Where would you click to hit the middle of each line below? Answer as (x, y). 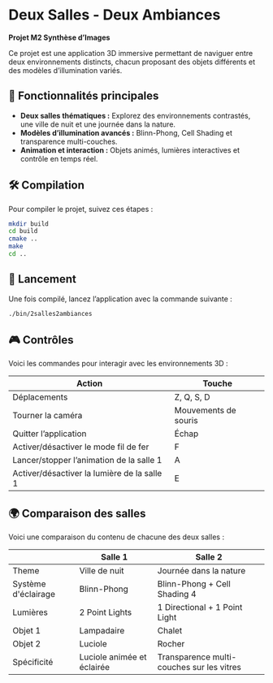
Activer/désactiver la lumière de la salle (87, 473)
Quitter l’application (50, 434)
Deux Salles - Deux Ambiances (115, 15)
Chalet (170, 631)
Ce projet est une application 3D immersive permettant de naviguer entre (131, 53)
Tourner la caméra (48, 416)
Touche (218, 383)
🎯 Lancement (43, 279)
